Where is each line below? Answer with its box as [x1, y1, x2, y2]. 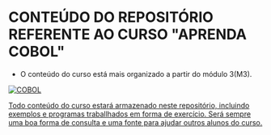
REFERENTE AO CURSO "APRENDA [8, 25, 247, 44]
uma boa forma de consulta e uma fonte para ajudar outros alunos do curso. [8, 117, 263, 127]
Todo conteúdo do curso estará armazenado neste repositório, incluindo [8, 100, 250, 110]
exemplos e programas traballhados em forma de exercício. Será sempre [8, 109, 252, 119]
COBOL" [8, 43, 66, 61]
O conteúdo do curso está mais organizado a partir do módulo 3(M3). [19, 69, 252, 78]
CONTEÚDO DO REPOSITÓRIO [8, 8, 214, 27]
